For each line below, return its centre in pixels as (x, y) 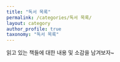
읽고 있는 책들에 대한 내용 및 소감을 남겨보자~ (60, 53)
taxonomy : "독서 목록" (33, 35)
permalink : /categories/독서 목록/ (49, 18)
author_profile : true (34, 29)
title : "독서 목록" (28, 12)
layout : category (28, 23)
